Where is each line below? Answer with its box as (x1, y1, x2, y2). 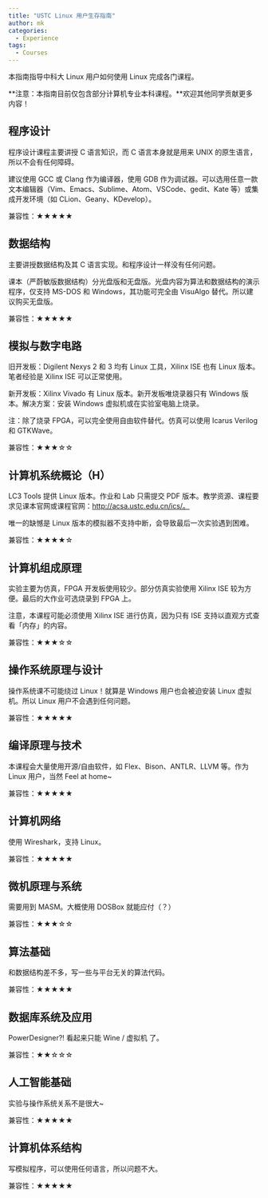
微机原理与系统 (8, 879, 82, 893)
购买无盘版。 (14, 297, 57, 306)
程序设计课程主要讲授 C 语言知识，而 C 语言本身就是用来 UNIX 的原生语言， (8, 147, 258, 157)
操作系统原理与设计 (8, 663, 103, 677)
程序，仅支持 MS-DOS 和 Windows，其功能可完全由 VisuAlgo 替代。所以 (8, 286, 247, 296)
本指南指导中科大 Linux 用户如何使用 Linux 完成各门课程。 (8, 72, 199, 81)
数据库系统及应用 (8, 1010, 93, 1024)
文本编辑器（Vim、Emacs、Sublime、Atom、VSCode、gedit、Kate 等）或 (8, 184, 252, 194)
